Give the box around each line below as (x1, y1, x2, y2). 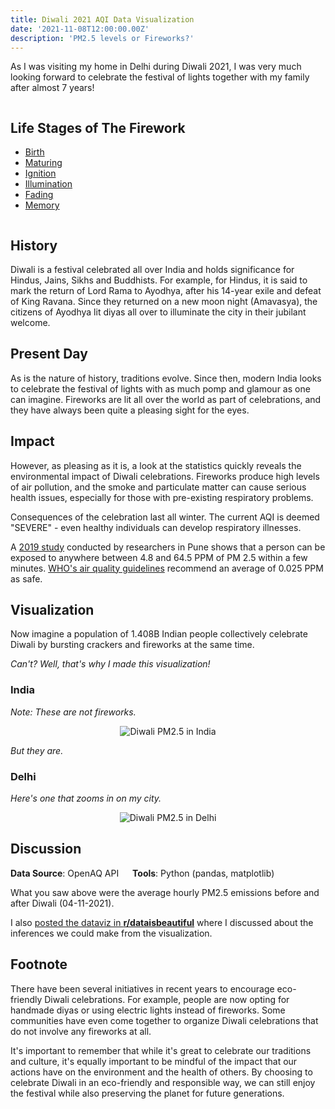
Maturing (24, 157, 63, 169)
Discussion (10, 841, 82, 858)
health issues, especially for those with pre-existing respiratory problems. (10, 491, 314, 503)
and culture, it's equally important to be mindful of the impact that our (10, 1055, 298, 1067)
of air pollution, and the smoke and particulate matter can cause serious (10, 481, 307, 493)
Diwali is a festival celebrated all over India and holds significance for (10, 264, 295, 275)
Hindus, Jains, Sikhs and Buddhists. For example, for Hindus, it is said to (10, 274, 308, 286)
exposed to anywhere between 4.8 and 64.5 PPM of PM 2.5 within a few (10, 551, 308, 563)
